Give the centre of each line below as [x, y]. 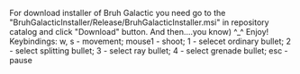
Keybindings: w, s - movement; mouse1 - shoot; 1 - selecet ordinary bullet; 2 [150, 41]
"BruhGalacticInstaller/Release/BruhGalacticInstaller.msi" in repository [139, 22]
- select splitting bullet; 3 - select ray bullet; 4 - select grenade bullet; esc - [149, 51]
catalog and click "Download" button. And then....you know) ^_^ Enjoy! [139, 32]
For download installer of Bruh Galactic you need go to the [118, 13]
